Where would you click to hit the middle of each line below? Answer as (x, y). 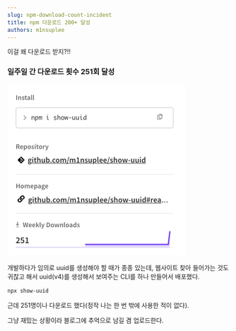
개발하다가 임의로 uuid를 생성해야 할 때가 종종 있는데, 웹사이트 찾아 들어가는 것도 (118, 267)
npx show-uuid (28, 291)
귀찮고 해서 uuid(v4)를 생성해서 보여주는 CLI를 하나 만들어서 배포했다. (104, 277)
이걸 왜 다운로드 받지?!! (39, 52)
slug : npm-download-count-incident (60, 15)
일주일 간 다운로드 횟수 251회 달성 (61, 72)
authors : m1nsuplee (36, 30)
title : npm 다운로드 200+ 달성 (49, 22)
